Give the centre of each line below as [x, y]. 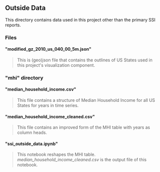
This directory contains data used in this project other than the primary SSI [80, 19]
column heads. [32, 133]
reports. [13, 25]
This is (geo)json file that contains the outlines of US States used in [85, 60]
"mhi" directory [24, 77]
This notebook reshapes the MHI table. [56, 154]
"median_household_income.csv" [41, 89]
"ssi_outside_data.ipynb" [32, 144]
